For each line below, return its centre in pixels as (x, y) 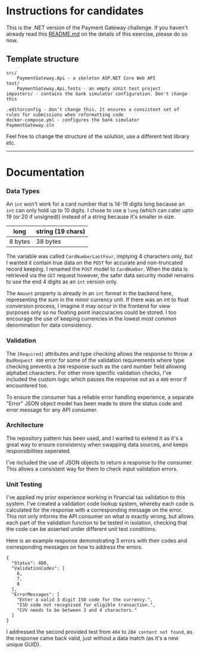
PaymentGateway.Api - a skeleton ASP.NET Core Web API (86, 78)
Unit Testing (24, 484)
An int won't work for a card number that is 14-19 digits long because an (96, 204)
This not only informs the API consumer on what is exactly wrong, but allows (100, 517)
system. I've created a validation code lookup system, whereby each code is (100, 504)
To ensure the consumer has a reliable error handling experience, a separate (100, 397)
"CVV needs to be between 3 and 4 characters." (77, 610)
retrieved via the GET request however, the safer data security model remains (100, 276)
